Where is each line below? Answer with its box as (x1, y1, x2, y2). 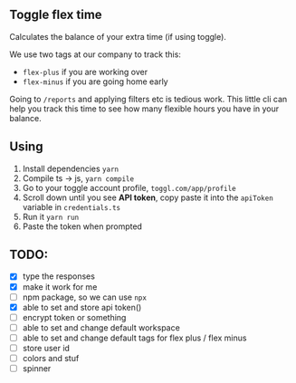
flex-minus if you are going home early (22, 76, 169, 87)
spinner (22, 363, 52, 374)
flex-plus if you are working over (22, 66, 148, 77)
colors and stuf (22, 352, 80, 363)
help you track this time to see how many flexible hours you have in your (9, 103, 280, 114)
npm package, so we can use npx (22, 292, 148, 302)
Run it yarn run (22, 211, 80, 222)
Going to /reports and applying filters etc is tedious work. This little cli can (9, 93, 288, 104)
